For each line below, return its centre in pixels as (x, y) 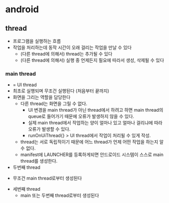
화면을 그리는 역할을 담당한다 (41, 97)
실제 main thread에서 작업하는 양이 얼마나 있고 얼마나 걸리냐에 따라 (95, 123)
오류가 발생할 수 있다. (49, 129)
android (22, 9)
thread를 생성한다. (39, 161)
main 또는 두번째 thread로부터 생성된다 (60, 195)
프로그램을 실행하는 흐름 (37, 41)
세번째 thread (27, 189)
